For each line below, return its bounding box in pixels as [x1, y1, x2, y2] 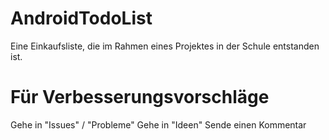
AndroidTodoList [10, 7, 153, 30]
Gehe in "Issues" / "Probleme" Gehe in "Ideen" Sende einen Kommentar [10, 118, 307, 131]
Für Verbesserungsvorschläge [10, 86, 270, 109]
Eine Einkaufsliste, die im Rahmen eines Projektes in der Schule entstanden [10, 40, 320, 52]
